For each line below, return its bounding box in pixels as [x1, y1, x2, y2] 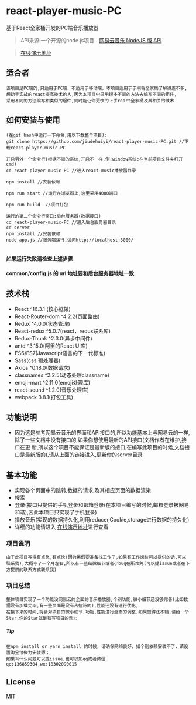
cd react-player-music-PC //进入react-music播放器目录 [6, 168, 136, 173]
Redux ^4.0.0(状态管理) [14, 320, 70, 327]
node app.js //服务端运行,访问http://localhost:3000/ [6, 237, 134, 243]
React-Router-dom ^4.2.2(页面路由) [14, 313, 100, 320]
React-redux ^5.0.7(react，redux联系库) [14, 328, 111, 335]
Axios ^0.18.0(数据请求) [14, 364, 70, 371]
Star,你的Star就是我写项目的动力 [6, 615, 78, 621]
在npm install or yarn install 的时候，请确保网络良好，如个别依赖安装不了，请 [6, 643, 184, 649]
